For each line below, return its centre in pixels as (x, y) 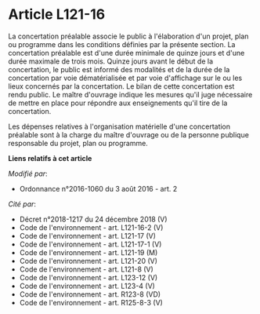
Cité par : (22, 204)
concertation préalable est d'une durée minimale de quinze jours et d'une (126, 53)
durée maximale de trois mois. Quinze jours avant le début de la (111, 61)
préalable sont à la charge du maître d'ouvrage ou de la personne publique (128, 134)
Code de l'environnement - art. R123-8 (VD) (90, 294)
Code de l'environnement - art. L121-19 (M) (88, 252)
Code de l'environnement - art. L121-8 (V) (87, 269)
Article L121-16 (57, 15)
